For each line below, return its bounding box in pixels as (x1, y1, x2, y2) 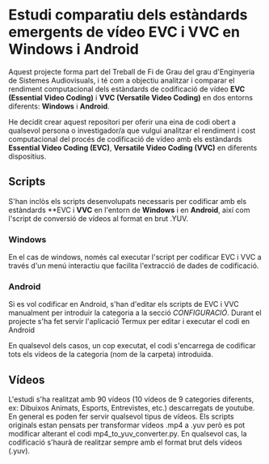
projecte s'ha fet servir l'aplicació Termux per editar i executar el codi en (8, 317, 250, 326)
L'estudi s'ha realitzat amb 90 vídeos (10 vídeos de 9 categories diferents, (8, 394, 254, 404)
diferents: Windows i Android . (8, 101, 111, 111)
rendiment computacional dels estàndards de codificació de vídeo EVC (8, 83, 246, 94)
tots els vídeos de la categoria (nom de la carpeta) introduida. (8, 350, 214, 360)
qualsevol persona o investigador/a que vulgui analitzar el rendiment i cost (8, 126, 256, 135)
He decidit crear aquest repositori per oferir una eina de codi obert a (8, 117, 237, 126)
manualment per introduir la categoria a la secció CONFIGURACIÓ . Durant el (8, 308, 262, 317)
